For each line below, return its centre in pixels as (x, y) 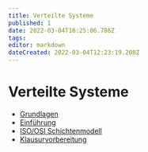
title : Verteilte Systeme (51, 16)
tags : (17, 38)
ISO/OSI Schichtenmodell (61, 131)
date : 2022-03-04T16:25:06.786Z (61, 30)
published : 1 (30, 23)
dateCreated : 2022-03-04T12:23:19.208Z (74, 53)
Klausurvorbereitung (53, 139)
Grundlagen (39, 114)
